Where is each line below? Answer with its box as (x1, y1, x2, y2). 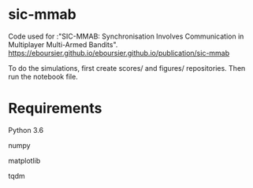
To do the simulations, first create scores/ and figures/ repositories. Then (8, 63, 246, 72)
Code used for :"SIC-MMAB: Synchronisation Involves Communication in (8, 31, 244, 41)
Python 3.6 (8, 125, 44, 135)
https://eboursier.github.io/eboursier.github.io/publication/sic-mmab (8, 48, 230, 57)
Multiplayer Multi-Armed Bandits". (8, 39, 118, 49)
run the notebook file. (8, 72, 79, 81)
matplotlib (8, 156, 41, 165)
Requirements (8, 100, 102, 117)
